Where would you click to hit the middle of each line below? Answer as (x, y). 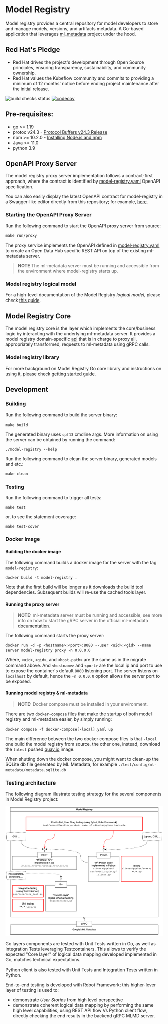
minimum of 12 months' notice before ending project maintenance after (86, 83)
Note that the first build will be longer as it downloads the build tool (74, 587)
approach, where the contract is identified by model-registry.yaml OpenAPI (83, 181)
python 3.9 (24, 148)
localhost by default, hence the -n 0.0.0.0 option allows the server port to (83, 676)
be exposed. (18, 681)
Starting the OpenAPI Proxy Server (48, 215)
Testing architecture (31, 782)
